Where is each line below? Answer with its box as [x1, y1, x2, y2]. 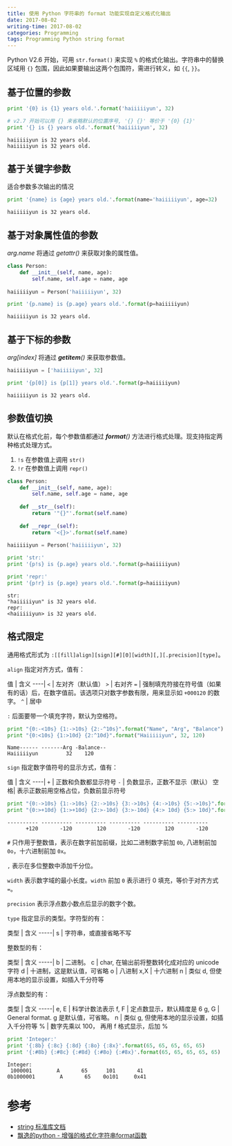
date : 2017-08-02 [7, 17, 57, 23]
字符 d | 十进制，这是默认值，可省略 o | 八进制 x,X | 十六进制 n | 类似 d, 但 [7, 967, 216, 975]
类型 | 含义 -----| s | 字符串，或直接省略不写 [7, 929, 132, 938]
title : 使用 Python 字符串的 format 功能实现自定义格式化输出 [7, 10, 171, 17]
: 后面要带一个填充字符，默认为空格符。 [7, 712, 122, 720]
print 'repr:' [7, 574, 48, 581]
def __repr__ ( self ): [19, 523, 79, 530]
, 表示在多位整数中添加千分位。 [7, 862, 97, 870]
